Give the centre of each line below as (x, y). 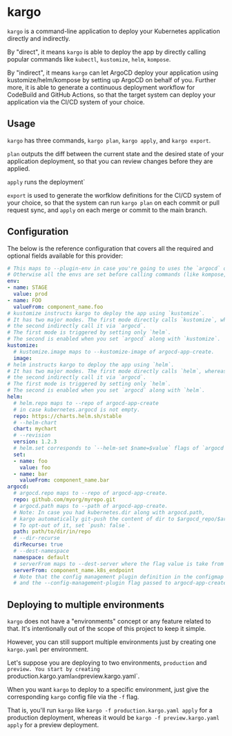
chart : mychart (35, 429)
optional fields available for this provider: (65, 256)
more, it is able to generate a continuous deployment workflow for (101, 87)
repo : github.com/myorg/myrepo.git (65, 500)
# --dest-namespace (41, 551)
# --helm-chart (35, 422)
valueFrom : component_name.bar (65, 480)
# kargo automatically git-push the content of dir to (94, 519)
